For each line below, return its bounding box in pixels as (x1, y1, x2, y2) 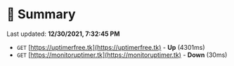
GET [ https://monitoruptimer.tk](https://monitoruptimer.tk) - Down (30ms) (16, 51, 228, 59)
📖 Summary (6, 6, 76, 22)
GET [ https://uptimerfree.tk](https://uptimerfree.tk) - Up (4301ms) (16, 43, 205, 51)
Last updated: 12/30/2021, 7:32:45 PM (6, 29, 120, 38)
